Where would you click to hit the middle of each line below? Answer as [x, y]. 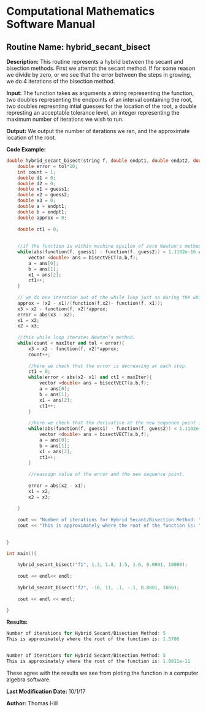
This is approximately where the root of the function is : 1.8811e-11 [98, 661]
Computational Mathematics [81, 11]
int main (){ [21, 553]
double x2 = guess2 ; [44, 195]
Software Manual [51, 24]
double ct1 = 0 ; [38, 229]
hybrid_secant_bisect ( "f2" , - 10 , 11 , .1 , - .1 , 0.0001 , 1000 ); [98, 588]
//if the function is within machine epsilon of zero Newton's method [109, 247]
